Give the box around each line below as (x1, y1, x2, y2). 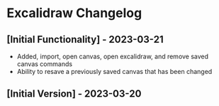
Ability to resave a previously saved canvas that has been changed (16, 68, 213, 75)
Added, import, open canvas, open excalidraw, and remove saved (16, 52, 209, 60)
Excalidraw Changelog (6, 5, 142, 21)
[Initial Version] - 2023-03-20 (6, 88, 142, 100)
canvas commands (16, 60, 72, 68)
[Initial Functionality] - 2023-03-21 (6, 33, 164, 46)
